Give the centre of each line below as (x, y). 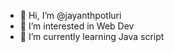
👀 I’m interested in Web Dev (77, 26)
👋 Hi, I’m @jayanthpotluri (70, 15)
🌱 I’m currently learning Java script (92, 36)
